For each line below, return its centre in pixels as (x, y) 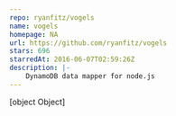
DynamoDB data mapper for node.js (90, 76)
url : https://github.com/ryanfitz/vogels (88, 43)
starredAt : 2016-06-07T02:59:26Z (72, 59)
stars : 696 (30, 51)
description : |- (40, 68)
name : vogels (34, 26)
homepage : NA (34, 34)
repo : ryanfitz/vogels (52, 18)
